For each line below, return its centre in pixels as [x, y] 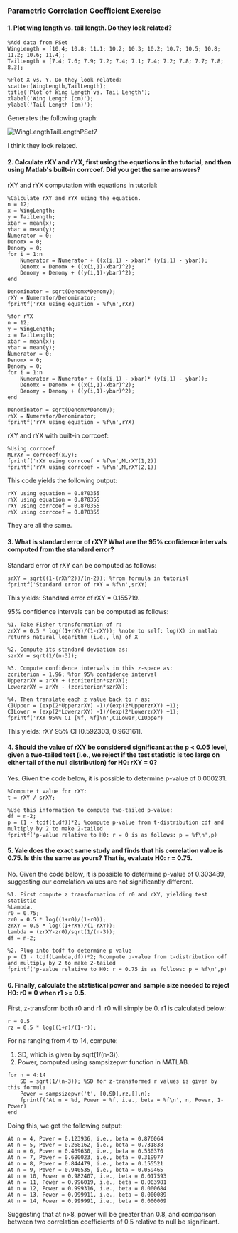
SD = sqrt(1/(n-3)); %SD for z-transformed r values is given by [119, 1081]
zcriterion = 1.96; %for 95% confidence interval [82, 674]
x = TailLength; [31, 335]
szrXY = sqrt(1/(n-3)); [43, 656]
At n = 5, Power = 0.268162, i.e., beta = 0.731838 [85, 1145]
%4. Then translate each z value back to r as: [79, 699]
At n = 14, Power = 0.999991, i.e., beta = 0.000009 [87, 1201]
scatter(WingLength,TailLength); [57, 86]
